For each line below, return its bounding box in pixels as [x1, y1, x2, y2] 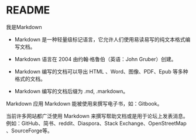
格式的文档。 [14, 75, 46, 82]
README [6, 3, 50, 17]
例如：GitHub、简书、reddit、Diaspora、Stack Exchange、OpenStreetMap [6, 120, 187, 127]
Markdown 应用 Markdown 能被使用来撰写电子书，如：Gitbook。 [6, 100, 163, 107]
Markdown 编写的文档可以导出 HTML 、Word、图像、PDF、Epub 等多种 [14, 68, 188, 75]
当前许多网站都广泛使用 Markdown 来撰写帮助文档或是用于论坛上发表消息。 [6, 112, 188, 120]
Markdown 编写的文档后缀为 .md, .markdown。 [14, 87, 129, 94]
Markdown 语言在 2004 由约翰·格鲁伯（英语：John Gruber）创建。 [14, 55, 177, 62]
